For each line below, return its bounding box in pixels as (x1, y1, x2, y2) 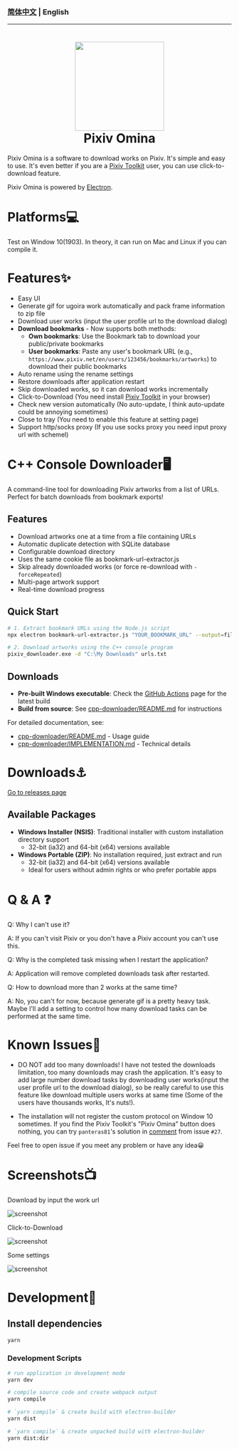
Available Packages (7, 809, 96, 821)
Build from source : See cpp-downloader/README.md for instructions (17, 704, 223, 713)
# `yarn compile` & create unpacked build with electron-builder (7, 1428, 205, 1435)
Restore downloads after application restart (17, 377, 145, 386)
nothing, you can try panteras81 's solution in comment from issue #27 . (17, 1127, 223, 1136)
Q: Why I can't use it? (7, 920, 70, 928)
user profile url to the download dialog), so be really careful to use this (17, 1083, 224, 1092)
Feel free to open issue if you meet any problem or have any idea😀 (7, 1141, 205, 1149)
